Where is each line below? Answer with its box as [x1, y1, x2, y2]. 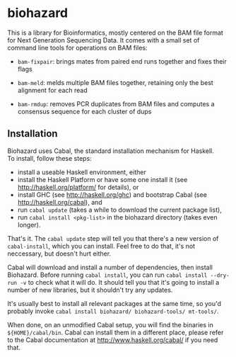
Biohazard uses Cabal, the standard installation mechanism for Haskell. [7, 147, 214, 155]
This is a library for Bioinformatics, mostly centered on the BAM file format [7, 28, 224, 37]
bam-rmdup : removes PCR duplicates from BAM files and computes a [17, 99, 215, 108]
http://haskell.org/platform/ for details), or [17, 183, 139, 191]
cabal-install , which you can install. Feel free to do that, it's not [7, 242, 196, 250]
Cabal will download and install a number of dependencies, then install [7, 263, 213, 271]
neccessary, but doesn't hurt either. [7, 249, 112, 258]
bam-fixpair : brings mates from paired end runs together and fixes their [17, 57, 228, 65]
